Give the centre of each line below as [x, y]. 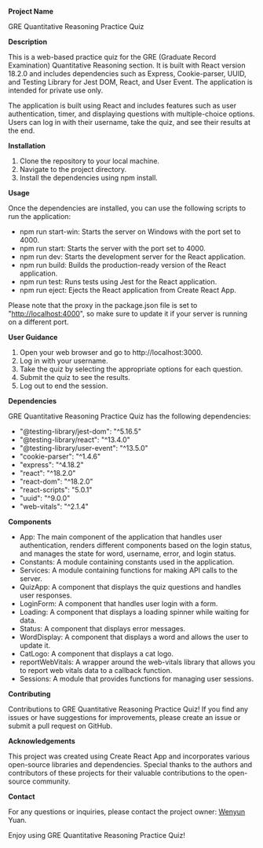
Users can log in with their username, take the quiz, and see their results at [130, 122]
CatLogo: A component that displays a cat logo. [97, 654]
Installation [27, 146]
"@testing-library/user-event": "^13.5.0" [84, 448]
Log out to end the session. [64, 386]
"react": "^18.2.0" [47, 473]
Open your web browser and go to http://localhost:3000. [111, 352]
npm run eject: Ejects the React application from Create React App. [128, 290]
